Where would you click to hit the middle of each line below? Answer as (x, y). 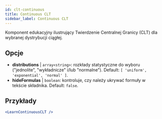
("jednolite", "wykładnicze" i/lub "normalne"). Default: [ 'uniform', (79, 70)
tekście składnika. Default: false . (45, 85)
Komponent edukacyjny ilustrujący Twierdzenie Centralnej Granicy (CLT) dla (81, 33)
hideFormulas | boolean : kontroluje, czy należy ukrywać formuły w (79, 80)
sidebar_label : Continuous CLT (37, 19)
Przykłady (21, 101)
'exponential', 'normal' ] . (40, 75)
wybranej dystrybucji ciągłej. (34, 38)
